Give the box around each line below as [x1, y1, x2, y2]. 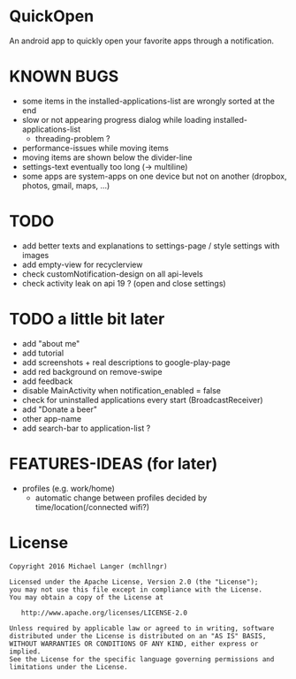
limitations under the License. [9, 662, 128, 671]
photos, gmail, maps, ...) [21, 179, 110, 191]
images [21, 249, 49, 260]
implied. [9, 647, 42, 656]
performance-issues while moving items [21, 142, 170, 153]
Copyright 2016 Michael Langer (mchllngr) [9, 561, 168, 571]
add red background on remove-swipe [21, 366, 163, 377]
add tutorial [21, 347, 65, 358]
